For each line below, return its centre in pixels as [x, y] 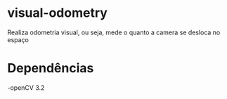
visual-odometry [57, 13]
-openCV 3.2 [26, 87]
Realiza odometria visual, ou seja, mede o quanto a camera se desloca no [114, 32]
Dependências [51, 68]
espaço [18, 39]
